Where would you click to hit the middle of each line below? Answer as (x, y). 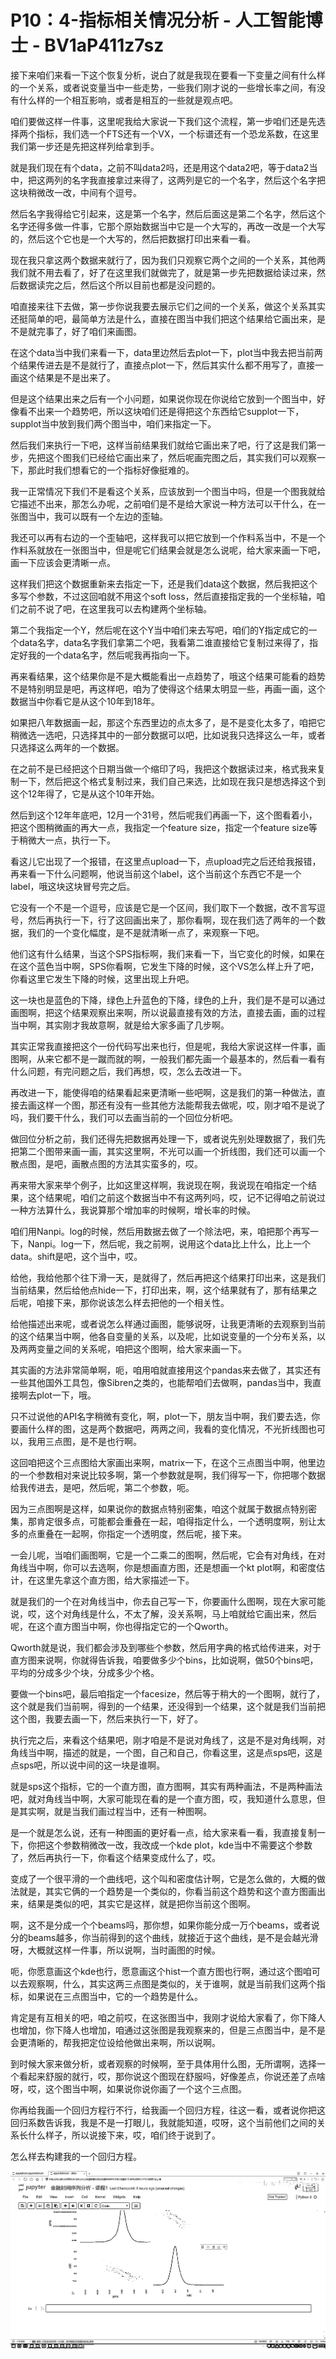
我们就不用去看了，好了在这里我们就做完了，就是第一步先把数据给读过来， (163, 272)
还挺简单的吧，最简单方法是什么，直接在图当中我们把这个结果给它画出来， (163, 318)
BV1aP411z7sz (104, 45)
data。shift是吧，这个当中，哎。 (76, 1256)
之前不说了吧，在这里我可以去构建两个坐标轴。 (115, 608)
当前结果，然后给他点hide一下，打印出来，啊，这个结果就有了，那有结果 (159, 1290)
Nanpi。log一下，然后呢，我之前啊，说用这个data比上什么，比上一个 (169, 1243)
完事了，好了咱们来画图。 (89, 331)
